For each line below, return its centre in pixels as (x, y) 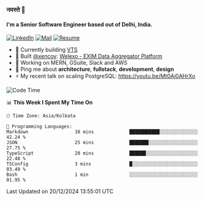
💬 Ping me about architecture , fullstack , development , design (94, 69)
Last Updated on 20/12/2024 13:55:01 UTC (60, 191)
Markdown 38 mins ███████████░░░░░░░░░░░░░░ (102, 132)
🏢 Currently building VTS (46, 50)
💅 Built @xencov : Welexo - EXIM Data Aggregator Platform (89, 56)
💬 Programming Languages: (39, 127)
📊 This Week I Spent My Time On (49, 103)
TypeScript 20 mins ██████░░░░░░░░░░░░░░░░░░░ (102, 153)
